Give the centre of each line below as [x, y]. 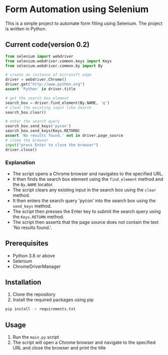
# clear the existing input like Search [49, 107]
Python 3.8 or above [34, 255]
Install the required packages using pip [53, 300]
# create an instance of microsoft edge [49, 75]
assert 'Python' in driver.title [40, 89]
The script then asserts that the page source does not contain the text [86, 222]
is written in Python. [26, 28]
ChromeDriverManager [36, 266]
